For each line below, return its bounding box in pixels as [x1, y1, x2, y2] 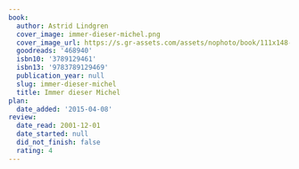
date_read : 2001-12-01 [16, 122, 101, 131]
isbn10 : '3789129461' [16, 55, 97, 63]
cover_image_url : [16, 38, 81, 47]
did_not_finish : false [16, 138, 101, 147]
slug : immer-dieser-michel [16, 80, 117, 89]
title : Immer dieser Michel [16, 88, 121, 97]
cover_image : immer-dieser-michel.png [16, 30, 162, 38]
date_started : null [16, 130, 89, 139]
